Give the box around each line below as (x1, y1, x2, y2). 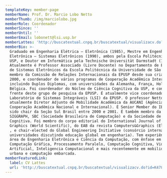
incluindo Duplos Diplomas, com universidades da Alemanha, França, (9, 81, 155, 86)
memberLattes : (5, 40, 35, 45)
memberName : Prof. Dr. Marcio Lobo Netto (5, 12, 92, 17)
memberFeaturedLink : (5, 156, 48, 161)
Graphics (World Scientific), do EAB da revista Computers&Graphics (9, 123, 155, 128)
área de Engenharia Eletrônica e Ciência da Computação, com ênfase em (9, 137, 162, 142)
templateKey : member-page (5, 7, 59, 12)
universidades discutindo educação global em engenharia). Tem (9, 133, 143, 138)
